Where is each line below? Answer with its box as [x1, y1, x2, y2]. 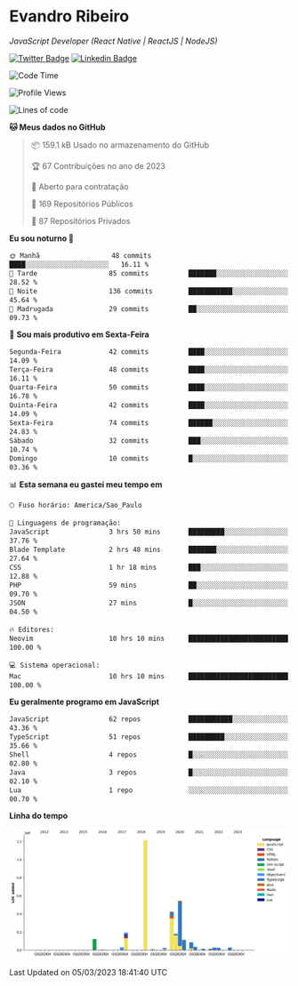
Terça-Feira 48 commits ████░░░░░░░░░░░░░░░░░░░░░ [9, 365, 289, 374]
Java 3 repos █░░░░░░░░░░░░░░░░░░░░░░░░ [9, 767, 289, 777]
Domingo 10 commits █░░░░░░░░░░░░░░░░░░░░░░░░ [9, 453, 289, 463]
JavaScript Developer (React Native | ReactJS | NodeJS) [9, 36, 218, 46]
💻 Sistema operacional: [9, 661, 101, 669]
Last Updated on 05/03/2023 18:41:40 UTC [9, 966, 167, 977]
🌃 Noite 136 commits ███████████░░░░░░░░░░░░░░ [9, 286, 289, 295]
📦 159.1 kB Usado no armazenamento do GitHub [30, 140, 210, 150]
